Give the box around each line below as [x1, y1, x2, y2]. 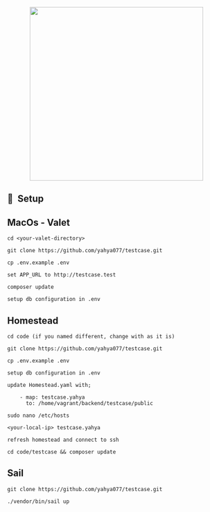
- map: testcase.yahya [19, 394, 85, 401]
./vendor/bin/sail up [7, 497, 70, 505]
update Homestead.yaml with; [7, 382, 91, 389]
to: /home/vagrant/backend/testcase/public [25, 400, 154, 407]
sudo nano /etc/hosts [7, 412, 70, 420]
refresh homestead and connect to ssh [7, 436, 119, 444]
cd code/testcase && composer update [7, 449, 116, 456]
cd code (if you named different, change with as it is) [7, 333, 175, 340]
